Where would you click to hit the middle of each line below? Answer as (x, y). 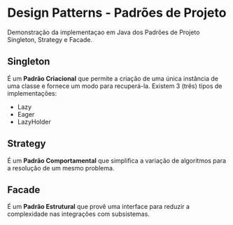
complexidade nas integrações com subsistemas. (79, 214)
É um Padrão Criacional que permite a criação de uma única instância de (113, 78)
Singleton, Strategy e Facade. (50, 39)
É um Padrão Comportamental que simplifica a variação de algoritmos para (116, 160)
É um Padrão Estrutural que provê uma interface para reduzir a (99, 207)
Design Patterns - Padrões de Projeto (117, 13)
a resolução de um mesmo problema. (61, 168)
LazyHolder (34, 122)
